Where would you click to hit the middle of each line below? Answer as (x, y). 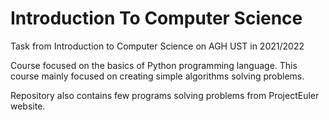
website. (28, 106)
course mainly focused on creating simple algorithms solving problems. (157, 76)
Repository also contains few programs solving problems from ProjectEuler (165, 95)
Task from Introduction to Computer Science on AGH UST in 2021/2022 (157, 46)
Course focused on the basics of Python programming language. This (154, 65)
